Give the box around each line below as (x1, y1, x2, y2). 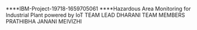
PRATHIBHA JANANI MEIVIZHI (5, 18, 82, 25)
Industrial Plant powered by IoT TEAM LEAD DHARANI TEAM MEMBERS (5, 11, 185, 19)
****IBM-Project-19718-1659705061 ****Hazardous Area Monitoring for (5, 5, 191, 12)
